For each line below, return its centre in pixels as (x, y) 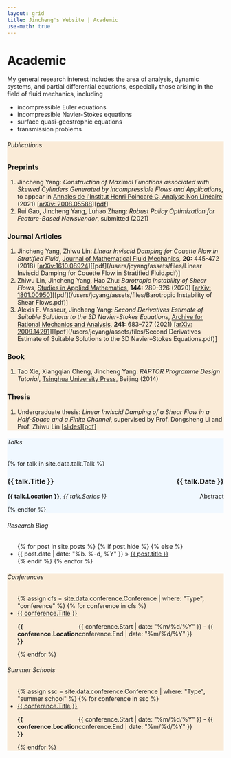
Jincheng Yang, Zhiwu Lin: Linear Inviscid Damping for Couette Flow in (118, 251)
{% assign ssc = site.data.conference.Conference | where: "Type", (111, 691)
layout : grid (26, 13)
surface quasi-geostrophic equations (69, 122)
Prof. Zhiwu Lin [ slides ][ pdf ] (57, 426)
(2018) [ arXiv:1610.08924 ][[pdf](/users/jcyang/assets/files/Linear (109, 266)
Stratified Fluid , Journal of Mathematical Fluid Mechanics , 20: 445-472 (118, 259)
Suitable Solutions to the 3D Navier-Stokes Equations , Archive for (110, 317)
